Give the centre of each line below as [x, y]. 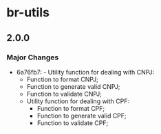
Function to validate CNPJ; [64, 94]
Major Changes [33, 57]
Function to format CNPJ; [63, 79]
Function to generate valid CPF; [82, 116]
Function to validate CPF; [73, 123]
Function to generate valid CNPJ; [73, 86]
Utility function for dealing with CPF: [78, 101]
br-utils [28, 13]
